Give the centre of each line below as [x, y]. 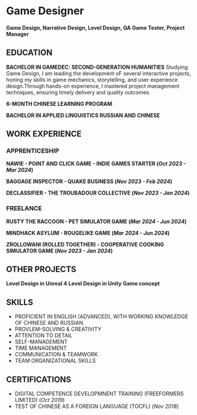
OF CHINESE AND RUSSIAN [49, 323]
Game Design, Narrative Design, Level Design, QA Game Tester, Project [96, 27]
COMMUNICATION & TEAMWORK [56, 354]
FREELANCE [24, 208]
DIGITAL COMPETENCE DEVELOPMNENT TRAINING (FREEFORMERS [99, 394]
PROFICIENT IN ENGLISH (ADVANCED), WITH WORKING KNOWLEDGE [101, 316]
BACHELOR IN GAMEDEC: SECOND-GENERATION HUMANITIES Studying [97, 67]
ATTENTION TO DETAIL [44, 335]
